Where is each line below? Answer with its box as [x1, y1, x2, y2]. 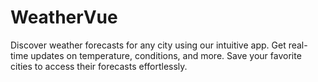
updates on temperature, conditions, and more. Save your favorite [30, 49, 302, 61]
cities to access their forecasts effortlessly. [10, 60, 188, 72]
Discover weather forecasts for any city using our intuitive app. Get [10, 39, 287, 51]
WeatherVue [10, 6, 118, 29]
